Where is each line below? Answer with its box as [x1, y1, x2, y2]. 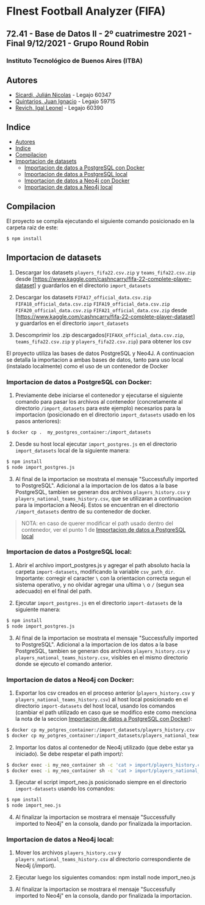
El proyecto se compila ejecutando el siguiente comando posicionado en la [6, 217, 195, 224]
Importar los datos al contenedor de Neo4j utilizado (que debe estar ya [15, 743, 194, 751]
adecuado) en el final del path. [15, 587, 92, 595]
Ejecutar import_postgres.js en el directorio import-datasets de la [15, 599, 182, 606]
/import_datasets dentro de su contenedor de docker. [15, 507, 151, 515]
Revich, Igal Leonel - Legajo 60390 [15, 104, 104, 112]
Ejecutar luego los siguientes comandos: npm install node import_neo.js [15, 874, 196, 881]
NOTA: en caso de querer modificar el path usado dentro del [21, 520, 174, 527]
